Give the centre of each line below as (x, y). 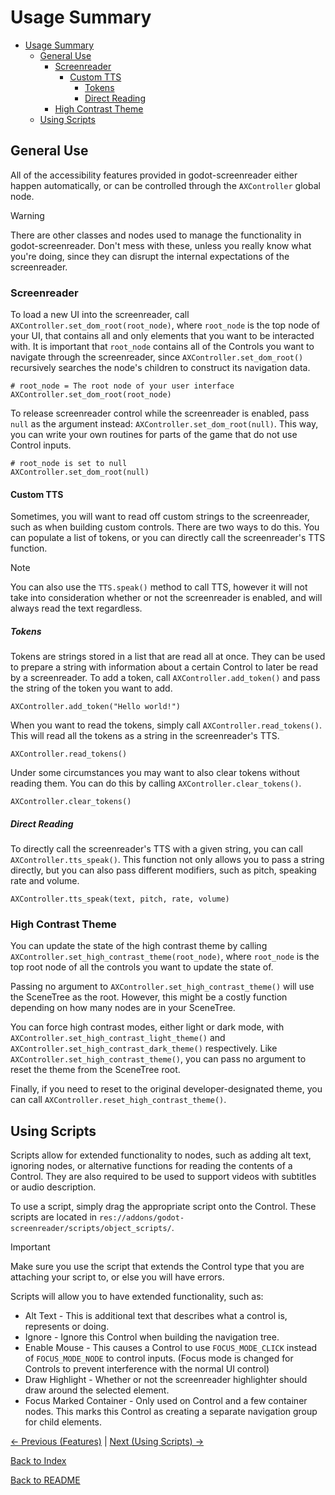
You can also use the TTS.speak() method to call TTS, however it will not (159, 587)
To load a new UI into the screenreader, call (100, 315)
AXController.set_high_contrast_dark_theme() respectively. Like (144, 1048)
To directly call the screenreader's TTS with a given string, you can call (156, 849)
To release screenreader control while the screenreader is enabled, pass (160, 413)
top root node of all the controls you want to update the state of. (142, 967)
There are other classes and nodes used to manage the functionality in (156, 235)
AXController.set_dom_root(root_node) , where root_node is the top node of (165, 325)
